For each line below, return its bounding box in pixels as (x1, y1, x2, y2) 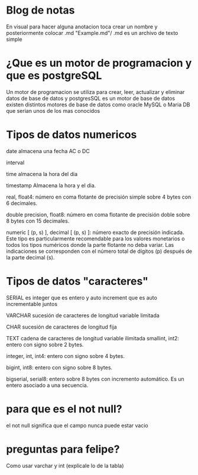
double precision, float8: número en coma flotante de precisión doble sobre (6, 211, 190, 218)
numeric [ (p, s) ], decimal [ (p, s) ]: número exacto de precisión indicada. (6, 229, 184, 236)
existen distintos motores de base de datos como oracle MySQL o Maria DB (6, 101, 190, 108)
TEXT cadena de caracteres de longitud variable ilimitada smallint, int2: (6, 334, 179, 341)
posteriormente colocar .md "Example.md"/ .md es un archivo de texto (6, 29, 178, 36)
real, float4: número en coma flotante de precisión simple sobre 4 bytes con (6, 193, 191, 200)
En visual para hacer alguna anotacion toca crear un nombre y (6, 23, 158, 30)
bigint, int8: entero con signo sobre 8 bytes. (6, 364, 113, 371)
